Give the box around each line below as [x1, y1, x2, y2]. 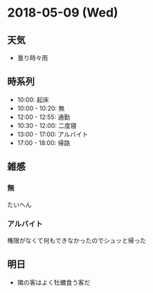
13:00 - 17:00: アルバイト [17, 130, 89, 138]
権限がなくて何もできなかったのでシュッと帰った [7, 236, 147, 245]
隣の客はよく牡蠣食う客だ [17, 278, 91, 286]
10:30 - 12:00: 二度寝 [17, 121, 78, 129]
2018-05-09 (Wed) [7, 5, 119, 21]
